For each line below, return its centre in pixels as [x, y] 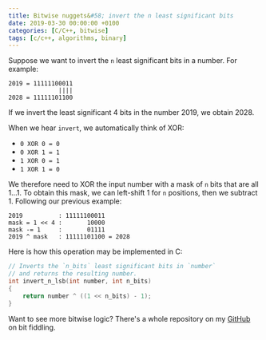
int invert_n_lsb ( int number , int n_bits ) [80, 281]
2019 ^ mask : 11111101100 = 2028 [69, 237]
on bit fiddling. [32, 327]
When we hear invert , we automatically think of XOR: [96, 128]
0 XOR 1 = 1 [40, 152]
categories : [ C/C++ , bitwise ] [59, 30]
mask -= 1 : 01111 [57, 230]
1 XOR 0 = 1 [40, 161]
